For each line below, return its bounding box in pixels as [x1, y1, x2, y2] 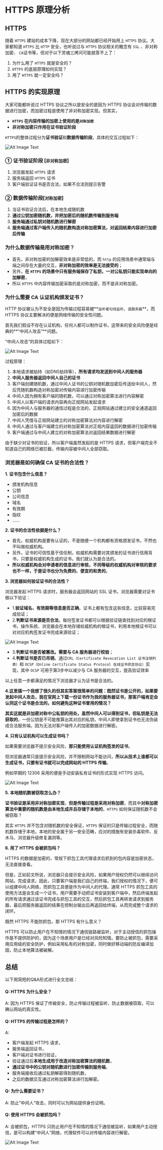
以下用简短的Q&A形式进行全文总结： [5, 976, 78, 982]
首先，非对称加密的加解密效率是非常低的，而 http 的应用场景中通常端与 [12, 256, 155, 262]
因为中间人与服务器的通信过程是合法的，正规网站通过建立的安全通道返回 [12, 405, 157, 411]
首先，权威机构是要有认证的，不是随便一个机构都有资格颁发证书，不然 [12, 538, 153, 543]
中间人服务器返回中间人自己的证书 [12, 375, 81, 381]
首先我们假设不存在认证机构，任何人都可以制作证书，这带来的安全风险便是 [5, 322, 154, 328]
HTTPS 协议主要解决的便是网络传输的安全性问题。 [5, 312, 106, 317]
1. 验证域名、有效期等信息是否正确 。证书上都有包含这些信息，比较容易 [12, 605, 151, 611]
